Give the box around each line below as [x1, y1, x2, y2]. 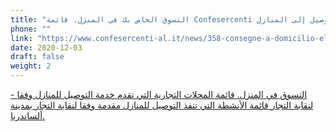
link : [10, 33, 33, 43]
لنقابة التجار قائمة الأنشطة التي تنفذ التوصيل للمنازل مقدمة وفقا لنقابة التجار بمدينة [10, 99, 314, 111]
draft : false [10, 52, 65, 62]
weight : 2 [10, 61, 52, 71]
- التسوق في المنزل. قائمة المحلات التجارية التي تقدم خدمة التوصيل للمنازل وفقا [10, 89, 308, 100]
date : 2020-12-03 [10, 42, 83, 53]
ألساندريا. [10, 110, 46, 121]
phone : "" [10, 24, 52, 34]
